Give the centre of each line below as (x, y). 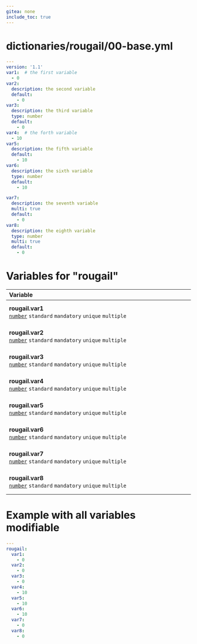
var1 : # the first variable (42, 73)
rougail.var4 (26, 381)
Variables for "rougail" (62, 276)
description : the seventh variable (55, 203)
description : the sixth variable (52, 171)
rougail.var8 (26, 478)
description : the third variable (52, 111)
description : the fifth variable (52, 149)
